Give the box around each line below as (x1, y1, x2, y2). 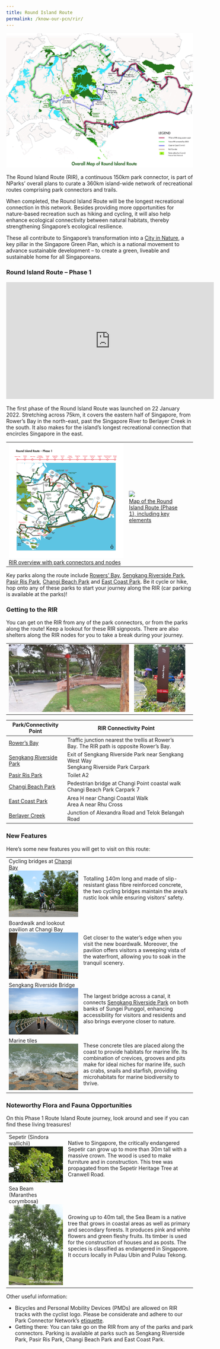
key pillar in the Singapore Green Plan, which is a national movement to (6, 241, 180, 248)
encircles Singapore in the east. (6, 430, 84, 437)
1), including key (129, 510, 170, 517)
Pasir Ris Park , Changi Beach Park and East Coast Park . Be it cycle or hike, (6, 578, 189, 586)
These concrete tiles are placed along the (83, 1042, 185, 1049)
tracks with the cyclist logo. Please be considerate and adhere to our (14, 1310, 183, 1318)
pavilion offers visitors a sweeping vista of (83, 946, 186, 953)
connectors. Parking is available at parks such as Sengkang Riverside (14, 1329, 185, 1337)
